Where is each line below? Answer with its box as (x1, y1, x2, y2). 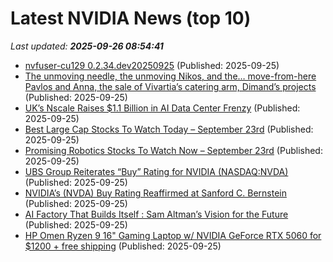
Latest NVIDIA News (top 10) (10, 7, 252, 30)
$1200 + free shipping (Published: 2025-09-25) (24, 240, 222, 252)
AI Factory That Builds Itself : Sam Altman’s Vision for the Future (24, 208, 289, 220)
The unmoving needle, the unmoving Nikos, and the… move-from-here (24, 70, 317, 82)
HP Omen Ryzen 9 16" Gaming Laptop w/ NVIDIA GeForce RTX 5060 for (24, 229, 322, 241)
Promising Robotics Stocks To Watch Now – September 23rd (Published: (24, 144, 323, 156)
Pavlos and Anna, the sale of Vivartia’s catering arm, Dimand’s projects (24, 80, 317, 92)
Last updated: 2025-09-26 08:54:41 (10, 40, 164, 52)
